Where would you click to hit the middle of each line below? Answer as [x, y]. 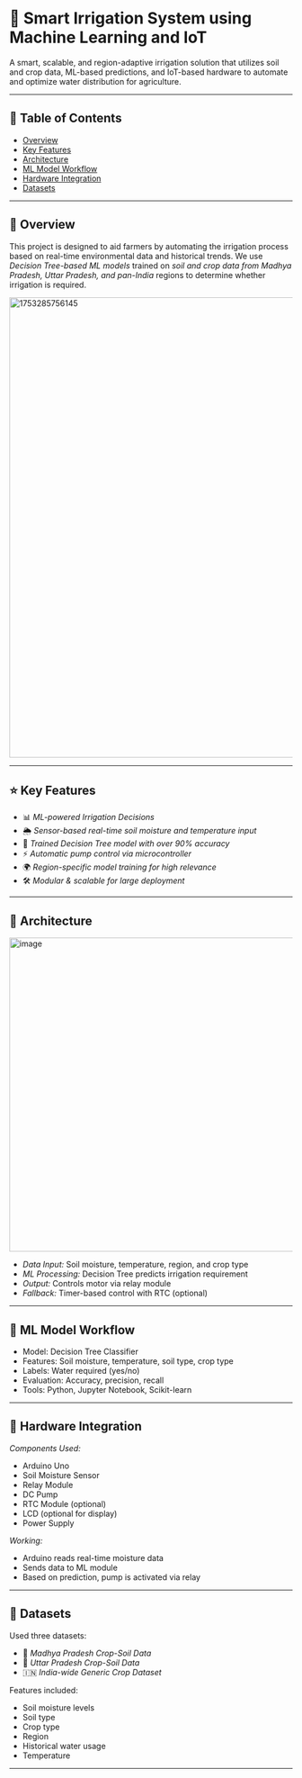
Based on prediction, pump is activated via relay [111, 1577]
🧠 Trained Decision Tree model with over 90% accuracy [126, 844]
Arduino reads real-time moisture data [93, 1557]
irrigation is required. [48, 284]
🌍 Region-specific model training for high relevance [120, 867]
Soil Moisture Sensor [61, 1475]
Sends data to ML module [70, 1567]
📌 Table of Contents [66, 118]
